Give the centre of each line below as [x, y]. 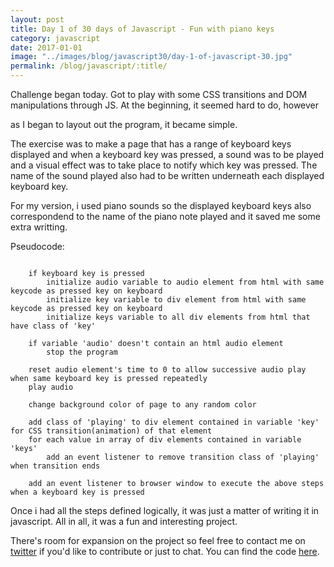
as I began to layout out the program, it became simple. [124, 124]
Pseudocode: [37, 246]
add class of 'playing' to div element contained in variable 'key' [174, 422]
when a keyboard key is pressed [77, 492]
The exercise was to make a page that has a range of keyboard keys [151, 144]
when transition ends [55, 466]
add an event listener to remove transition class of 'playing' [183, 457]
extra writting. [39, 227]
